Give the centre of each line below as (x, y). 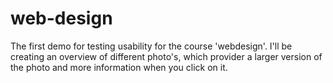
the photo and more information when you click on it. (119, 67)
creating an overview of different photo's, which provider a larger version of (166, 56)
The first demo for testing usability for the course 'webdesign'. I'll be (151, 46)
